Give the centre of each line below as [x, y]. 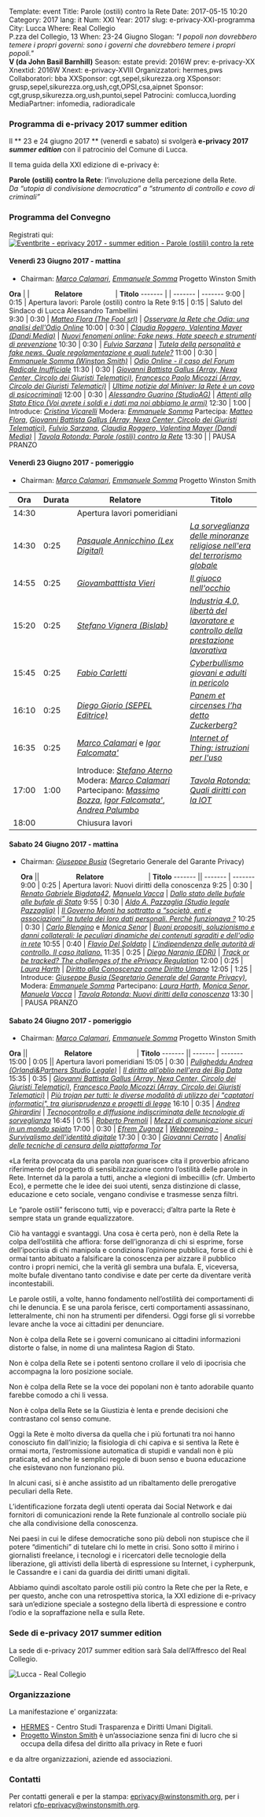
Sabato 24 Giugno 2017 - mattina [64, 844]
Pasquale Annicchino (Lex [125, 541]
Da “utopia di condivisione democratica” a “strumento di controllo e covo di [132, 189]
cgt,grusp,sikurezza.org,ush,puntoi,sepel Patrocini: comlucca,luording [123, 95]
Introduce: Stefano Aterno [125, 770]
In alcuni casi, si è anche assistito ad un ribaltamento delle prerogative [123, 1483]
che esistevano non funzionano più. [67, 1467]
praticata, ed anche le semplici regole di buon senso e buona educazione [128, 1460]
